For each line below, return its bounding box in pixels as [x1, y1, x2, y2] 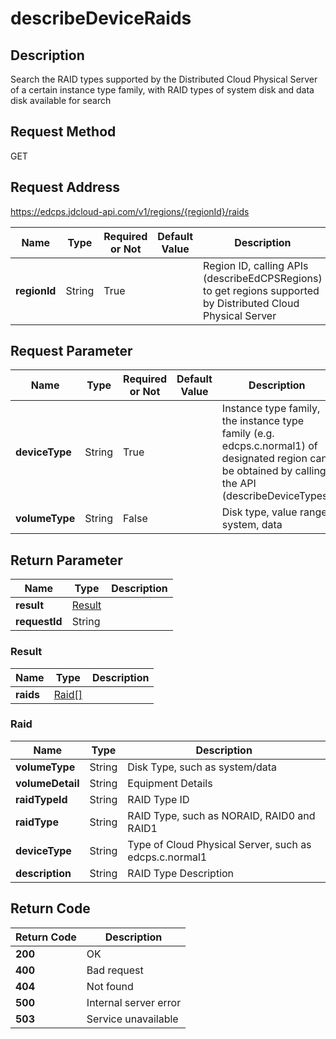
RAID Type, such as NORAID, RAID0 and [127, 808, 316, 822]
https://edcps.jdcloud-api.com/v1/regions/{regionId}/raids [10, 205, 250, 217]
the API [221, 477, 257, 491]
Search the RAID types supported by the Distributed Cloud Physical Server [10, 73, 318, 85]
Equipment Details [127, 776, 213, 790]
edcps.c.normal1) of [221, 439, 318, 453]
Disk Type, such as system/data [127, 760, 278, 774]
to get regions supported [203, 283, 320, 297]
